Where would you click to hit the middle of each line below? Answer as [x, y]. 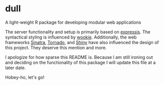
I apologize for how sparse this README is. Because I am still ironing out [79, 57]
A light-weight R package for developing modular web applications [73, 22]
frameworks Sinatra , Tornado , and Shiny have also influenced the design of [82, 42]
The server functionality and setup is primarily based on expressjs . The [78, 32]
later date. [16, 68]
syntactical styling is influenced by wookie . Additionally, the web [71, 37]
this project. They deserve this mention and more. [56, 47]
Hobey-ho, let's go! [25, 77]
